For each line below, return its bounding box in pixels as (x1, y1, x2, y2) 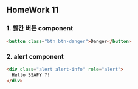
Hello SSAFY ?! (12, 72, 50, 78)
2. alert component (6, 53, 64, 61)
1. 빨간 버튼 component (6, 24, 73, 33)
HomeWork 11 (6, 5, 59, 15)
